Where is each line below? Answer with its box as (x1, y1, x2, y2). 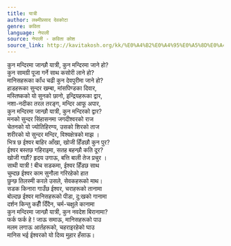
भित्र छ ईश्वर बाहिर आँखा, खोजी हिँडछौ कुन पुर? (7, 138, 110, 146)
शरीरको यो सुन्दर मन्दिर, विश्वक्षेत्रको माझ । (7, 131, 100, 138)
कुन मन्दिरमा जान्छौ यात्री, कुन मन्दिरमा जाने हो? (7, 61, 109, 69)
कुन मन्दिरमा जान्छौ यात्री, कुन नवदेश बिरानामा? (7, 208, 108, 216)
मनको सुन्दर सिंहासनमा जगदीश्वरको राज (7, 115, 94, 123)
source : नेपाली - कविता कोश (7, 36, 76, 43)
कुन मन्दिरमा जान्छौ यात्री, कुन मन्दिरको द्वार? (7, 107, 102, 115)
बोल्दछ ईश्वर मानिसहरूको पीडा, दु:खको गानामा (7, 192, 107, 200)
